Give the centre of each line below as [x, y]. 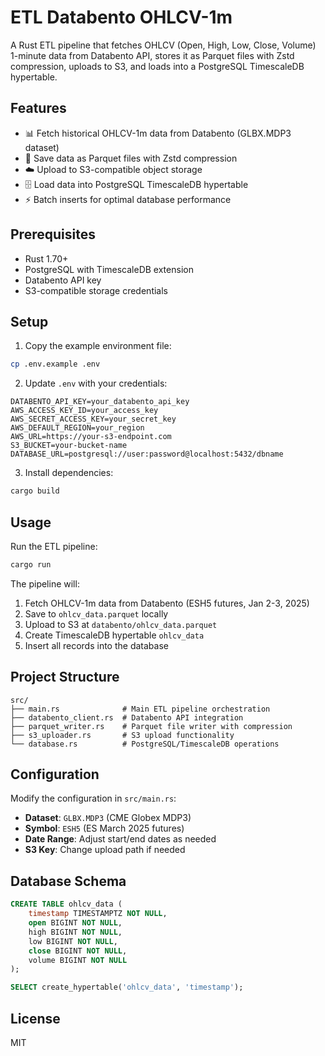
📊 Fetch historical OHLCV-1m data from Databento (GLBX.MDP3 [158, 133]
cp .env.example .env [55, 364]
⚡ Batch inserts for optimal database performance [128, 199]
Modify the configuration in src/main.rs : [93, 798]
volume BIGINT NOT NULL [78, 960]
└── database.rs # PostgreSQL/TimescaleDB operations [145, 744]
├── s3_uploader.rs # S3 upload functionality [122, 735]
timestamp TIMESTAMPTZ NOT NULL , [98, 914]
